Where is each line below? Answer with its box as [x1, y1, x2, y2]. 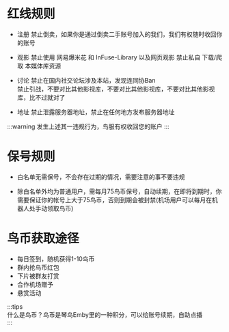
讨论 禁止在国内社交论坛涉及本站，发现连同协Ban [16, 76, 156, 84]
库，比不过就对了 [16, 93, 66, 101]
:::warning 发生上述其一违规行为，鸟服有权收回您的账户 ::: [7, 122, 170, 130]
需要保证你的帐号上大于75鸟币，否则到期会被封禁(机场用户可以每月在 [16, 195, 212, 204]
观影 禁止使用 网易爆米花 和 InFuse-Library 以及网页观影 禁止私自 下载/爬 [16, 53, 222, 61]
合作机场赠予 [16, 280, 53, 288]
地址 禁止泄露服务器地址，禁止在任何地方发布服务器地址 [16, 107, 175, 116]
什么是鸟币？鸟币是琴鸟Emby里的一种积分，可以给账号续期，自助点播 [7, 310, 203, 318]
